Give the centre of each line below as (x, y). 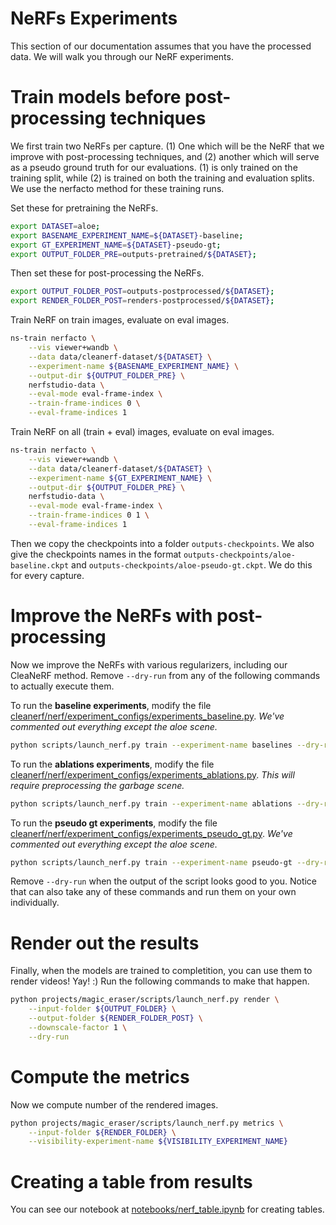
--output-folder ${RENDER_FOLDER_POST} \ (115, 1018)
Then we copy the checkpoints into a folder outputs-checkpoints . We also (162, 543)
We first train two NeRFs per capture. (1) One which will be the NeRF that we (167, 146)
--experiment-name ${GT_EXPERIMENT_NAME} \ (120, 478)
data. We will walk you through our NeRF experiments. (122, 56)
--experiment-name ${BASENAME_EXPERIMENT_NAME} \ (134, 366)
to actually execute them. (62, 686)
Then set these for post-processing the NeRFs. (107, 273)
